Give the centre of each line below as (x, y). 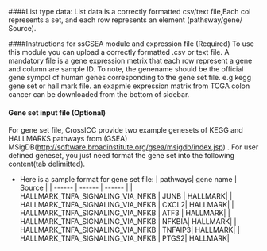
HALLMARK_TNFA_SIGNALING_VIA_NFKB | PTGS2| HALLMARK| (125, 238)
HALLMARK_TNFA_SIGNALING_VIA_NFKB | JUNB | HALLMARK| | (126, 196)
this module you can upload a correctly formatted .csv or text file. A (119, 52)
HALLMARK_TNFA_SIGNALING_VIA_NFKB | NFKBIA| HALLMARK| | (128, 222)
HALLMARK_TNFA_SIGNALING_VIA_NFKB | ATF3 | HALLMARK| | (125, 213)
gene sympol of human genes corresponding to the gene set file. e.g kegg (130, 77)
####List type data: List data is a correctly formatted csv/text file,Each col (130, 12)
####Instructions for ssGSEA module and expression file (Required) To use (131, 44)
